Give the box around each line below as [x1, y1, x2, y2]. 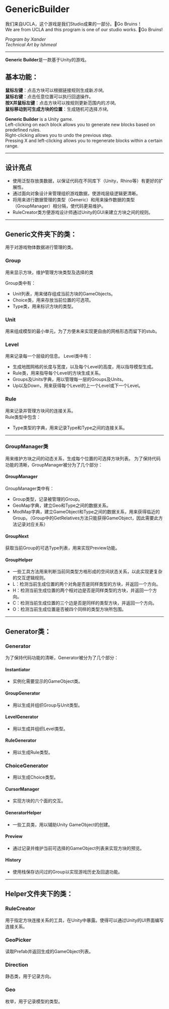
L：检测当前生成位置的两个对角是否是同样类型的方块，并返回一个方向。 [12, 581, 161, 587]
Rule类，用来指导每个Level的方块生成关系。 [12, 370, 104, 376]
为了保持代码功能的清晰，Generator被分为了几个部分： [5, 655, 119, 661]
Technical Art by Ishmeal [5, 41, 57, 47]
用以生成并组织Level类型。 [12, 726, 68, 732]
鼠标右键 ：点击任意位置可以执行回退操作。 [5, 93, 94, 99]
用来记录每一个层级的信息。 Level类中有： [5, 353, 93, 359]
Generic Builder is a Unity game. [5, 116, 73, 122]
